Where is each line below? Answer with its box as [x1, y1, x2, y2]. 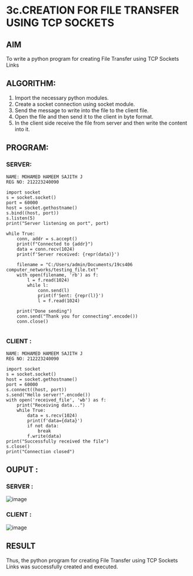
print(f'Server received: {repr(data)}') [16, 251, 119, 257]
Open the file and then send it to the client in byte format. [14, 113, 154, 120]
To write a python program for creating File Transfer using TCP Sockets [6, 55, 179, 62]
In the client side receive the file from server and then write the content [14, 119, 187, 126]
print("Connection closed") [6, 449, 75, 454]
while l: [27, 282, 49, 288]
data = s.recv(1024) [27, 413, 78, 418]
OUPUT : [6, 464, 38, 475]
